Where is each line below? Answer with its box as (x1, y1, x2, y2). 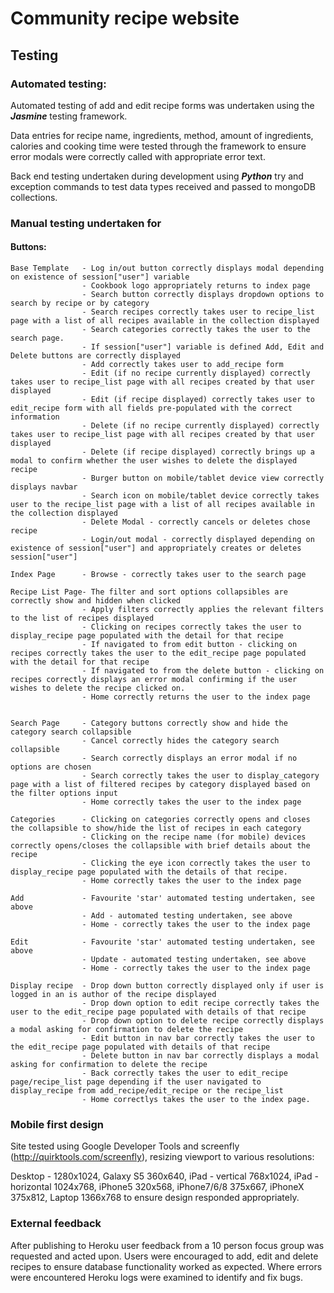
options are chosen (10, 762, 92, 772)
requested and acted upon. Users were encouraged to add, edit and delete (10, 1250, 319, 1262)
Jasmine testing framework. (10, 110, 128, 122)
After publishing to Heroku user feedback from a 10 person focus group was (10, 1239, 325, 1251)
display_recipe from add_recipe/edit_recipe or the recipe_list (10, 1086, 284, 1096)
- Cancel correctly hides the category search (81, 736, 280, 746)
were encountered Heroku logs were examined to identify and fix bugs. (10, 1271, 304, 1283)
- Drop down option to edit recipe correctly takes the (81, 998, 320, 1008)
